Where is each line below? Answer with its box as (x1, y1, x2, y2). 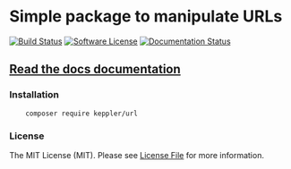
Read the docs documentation (9, 62, 181, 77)
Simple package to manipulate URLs (9, 6, 283, 27)
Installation (9, 89, 60, 101)
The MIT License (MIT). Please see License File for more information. (9, 149, 264, 160)
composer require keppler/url (25, 109, 139, 118)
